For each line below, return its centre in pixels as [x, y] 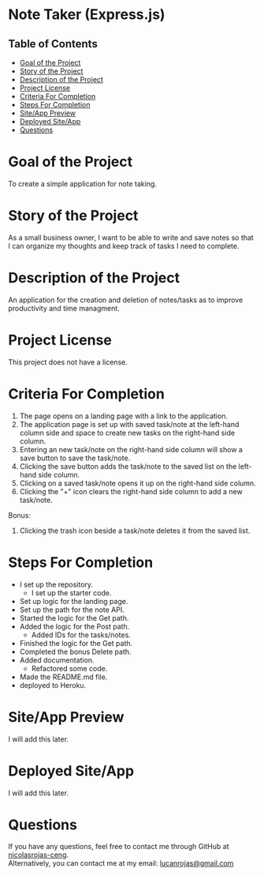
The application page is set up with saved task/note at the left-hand [129, 424]
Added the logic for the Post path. [74, 626]
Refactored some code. [69, 668]
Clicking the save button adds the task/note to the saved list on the [128, 466]
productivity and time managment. [64, 308]
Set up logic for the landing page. [74, 601]
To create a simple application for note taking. [83, 183]
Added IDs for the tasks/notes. [81, 635]
